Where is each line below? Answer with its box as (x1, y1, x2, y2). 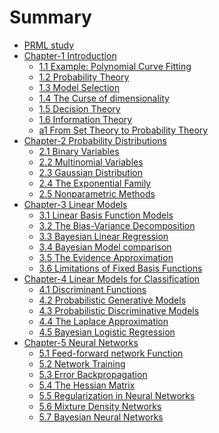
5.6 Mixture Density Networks (38, 400, 162, 412)
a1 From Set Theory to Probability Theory (38, 124, 209, 136)
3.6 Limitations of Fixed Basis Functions (38, 262, 203, 274)
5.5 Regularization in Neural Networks (38, 389, 196, 401)
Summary (9, 6, 92, 29)
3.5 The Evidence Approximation (38, 251, 174, 263)
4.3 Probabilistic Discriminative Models (38, 304, 200, 316)
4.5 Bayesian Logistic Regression (38, 326, 176, 338)
